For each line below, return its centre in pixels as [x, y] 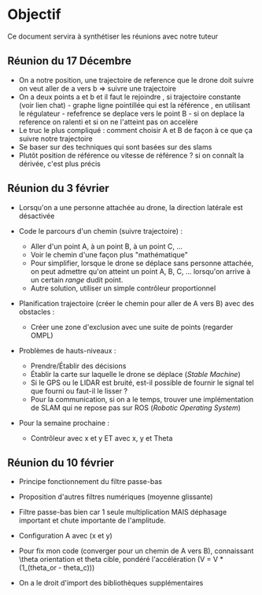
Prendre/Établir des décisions [78, 366]
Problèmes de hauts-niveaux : [67, 350]
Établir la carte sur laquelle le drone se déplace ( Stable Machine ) [135, 374]
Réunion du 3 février [58, 188]
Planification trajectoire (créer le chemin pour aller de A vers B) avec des [137, 303]
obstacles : [37, 312]
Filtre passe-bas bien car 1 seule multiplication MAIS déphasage [123, 512]
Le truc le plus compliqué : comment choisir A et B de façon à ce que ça [136, 130]
